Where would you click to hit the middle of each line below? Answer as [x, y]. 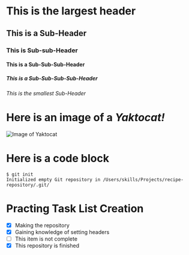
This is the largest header [71, 11]
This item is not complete [46, 239]
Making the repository [42, 225]
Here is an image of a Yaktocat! [85, 118]
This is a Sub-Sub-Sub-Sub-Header [52, 78]
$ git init [20, 174]
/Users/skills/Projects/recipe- [143, 179]
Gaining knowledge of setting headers [62, 232]
